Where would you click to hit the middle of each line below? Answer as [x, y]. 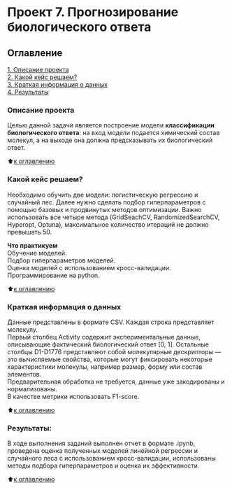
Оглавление [35, 53]
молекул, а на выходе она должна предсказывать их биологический [110, 140]
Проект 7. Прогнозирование [93, 12]
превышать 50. [30, 232]
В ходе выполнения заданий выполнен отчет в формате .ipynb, [101, 443]
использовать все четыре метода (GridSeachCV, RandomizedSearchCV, [114, 217]
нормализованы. [32, 388]
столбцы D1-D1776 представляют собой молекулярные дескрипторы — [114, 351]
